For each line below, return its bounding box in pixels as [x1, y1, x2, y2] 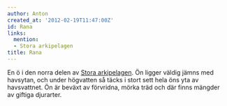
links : [7, 29, 27, 37]
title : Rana [7, 50, 42, 56]
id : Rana [7, 23, 33, 30]
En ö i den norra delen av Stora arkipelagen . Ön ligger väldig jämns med [7, 68, 214, 77]
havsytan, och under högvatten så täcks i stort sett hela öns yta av [7, 75, 199, 84]
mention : [13, 36, 39, 43]
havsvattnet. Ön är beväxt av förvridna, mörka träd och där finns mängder [7, 83, 220, 91]
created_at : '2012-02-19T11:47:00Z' [7, 17, 114, 24]
